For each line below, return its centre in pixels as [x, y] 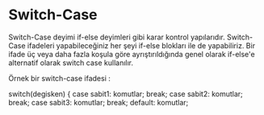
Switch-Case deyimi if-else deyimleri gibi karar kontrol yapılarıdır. [117, 37]
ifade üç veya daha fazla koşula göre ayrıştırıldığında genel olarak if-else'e [132, 54]
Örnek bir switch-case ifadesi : [60, 78]
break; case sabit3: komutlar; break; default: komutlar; [98, 102]
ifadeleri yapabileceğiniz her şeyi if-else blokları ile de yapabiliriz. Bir [141, 45]
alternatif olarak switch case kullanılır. [71, 63]
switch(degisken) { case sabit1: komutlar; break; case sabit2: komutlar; [126, 93]
